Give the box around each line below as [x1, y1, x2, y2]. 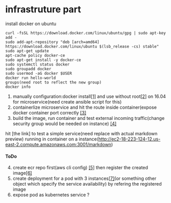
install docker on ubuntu [5, 21, 56, 27]
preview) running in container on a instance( [5, 136, 99, 142]
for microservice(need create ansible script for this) [12, 98, 122, 105]
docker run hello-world [5, 75, 56, 80]
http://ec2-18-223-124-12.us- [98, 136, 161, 142]
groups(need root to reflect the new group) [5, 79, 102, 85]
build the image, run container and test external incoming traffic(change [12, 115, 165, 121]
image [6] [12, 170, 32, 176]
